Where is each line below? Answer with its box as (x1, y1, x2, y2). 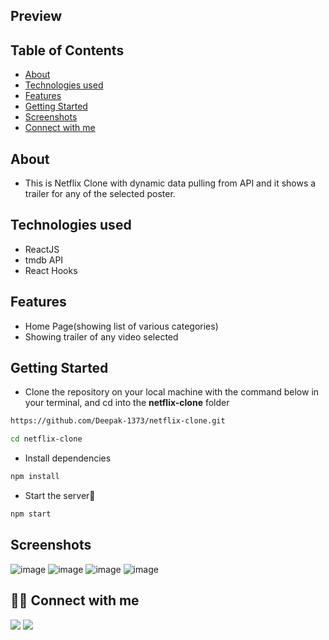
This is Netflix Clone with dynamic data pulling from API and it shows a (24, 177, 317, 189)
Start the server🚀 (24, 490, 96, 502)
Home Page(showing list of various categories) (24, 320, 219, 332)
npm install (10, 472, 60, 482)
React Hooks (24, 264, 78, 276)
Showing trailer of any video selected (24, 330, 179, 343)
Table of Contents (10, 42, 125, 59)
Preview (10, 8, 63, 25)
